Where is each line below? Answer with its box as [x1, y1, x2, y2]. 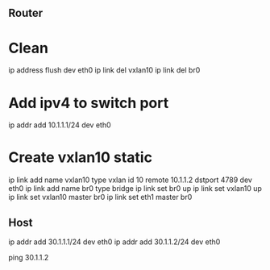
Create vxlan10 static [8, 148, 153, 167]
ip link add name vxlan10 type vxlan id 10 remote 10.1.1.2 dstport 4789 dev [8, 175, 252, 185]
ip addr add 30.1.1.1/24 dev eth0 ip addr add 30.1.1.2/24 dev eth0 [8, 237, 221, 247]
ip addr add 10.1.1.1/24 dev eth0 [8, 120, 111, 130]
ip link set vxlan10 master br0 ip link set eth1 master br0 [8, 193, 193, 202]
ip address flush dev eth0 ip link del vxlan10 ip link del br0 [8, 65, 201, 75]
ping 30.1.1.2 [8, 253, 49, 263]
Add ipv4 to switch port [8, 93, 169, 112]
